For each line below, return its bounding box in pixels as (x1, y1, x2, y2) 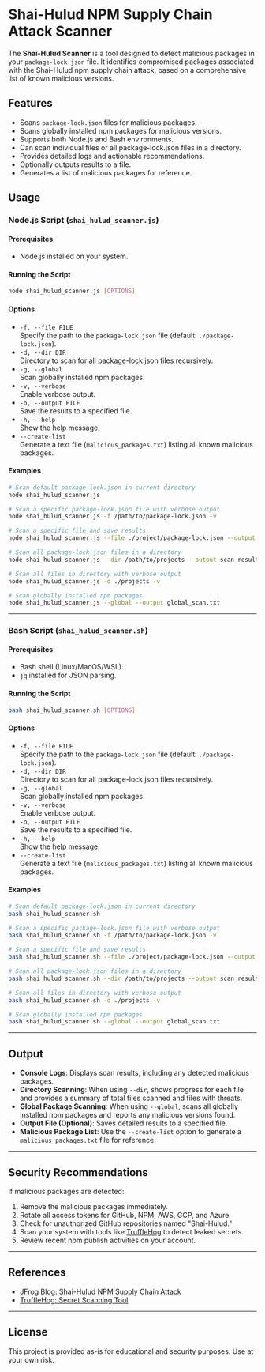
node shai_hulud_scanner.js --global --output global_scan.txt (8, 599, 221, 607)
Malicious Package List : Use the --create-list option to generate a (19, 1127, 242, 1136)
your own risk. (8, 1355, 55, 1364)
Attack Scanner (8, 22, 113, 40)
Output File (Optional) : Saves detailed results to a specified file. (19, 1118, 228, 1128)
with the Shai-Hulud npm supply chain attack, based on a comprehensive (8, 65, 247, 74)
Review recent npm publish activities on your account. (19, 1235, 196, 1245)
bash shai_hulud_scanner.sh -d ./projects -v (8, 996, 160, 1004)
